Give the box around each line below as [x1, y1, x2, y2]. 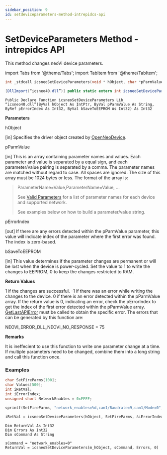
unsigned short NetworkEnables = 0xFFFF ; [5, 396, 92, 401]
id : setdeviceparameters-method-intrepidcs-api [5, 12, 106, 17]
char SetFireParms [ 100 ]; [5, 378, 57, 383]
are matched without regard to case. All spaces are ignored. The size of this [5, 170, 161, 176]
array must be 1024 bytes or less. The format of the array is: [5, 175, 128, 181]
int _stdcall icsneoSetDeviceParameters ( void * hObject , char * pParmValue [5, 80, 164, 85]
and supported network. [17, 200, 67, 206]
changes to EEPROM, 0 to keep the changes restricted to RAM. [5, 269, 134, 275]
